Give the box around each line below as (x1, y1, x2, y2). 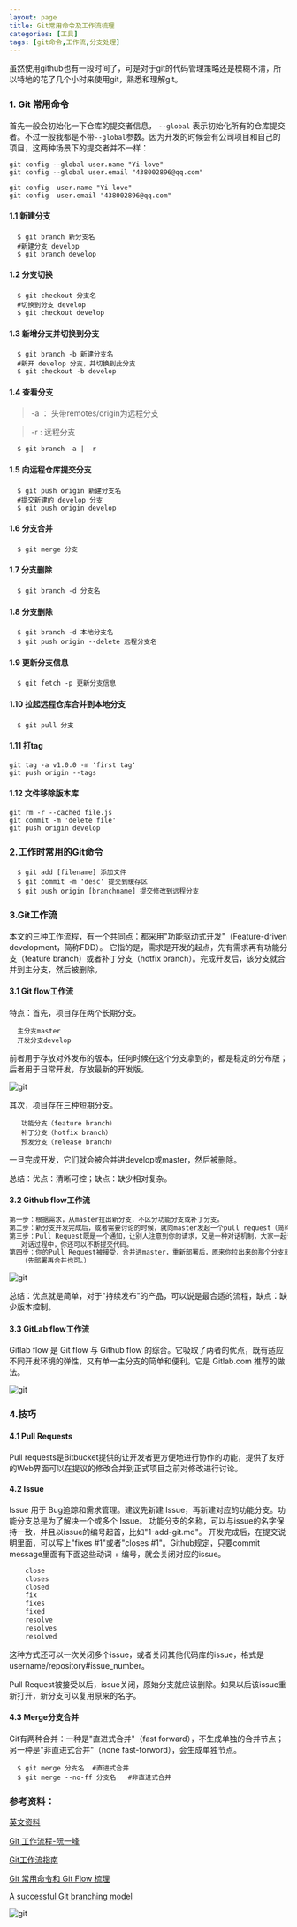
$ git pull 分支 (17, 720, 74, 730)
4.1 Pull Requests (9, 1431, 73, 1441)
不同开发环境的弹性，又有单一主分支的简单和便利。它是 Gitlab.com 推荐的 (9, 1355, 278, 1367)
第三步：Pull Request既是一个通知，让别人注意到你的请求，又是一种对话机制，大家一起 (9, 1232, 287, 1240)
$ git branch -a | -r (17, 444, 97, 454)
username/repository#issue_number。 (9, 1660, 150, 1670)
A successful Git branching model (9, 1891, 133, 1902)
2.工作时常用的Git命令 (9, 846, 103, 858)
